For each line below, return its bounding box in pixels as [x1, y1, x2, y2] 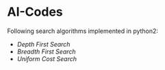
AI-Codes [7, 4, 63, 20]
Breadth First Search [16, 47, 77, 56]
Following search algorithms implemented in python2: [7, 27, 159, 35]
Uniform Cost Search [16, 54, 77, 62]
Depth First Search [16, 40, 71, 48]
